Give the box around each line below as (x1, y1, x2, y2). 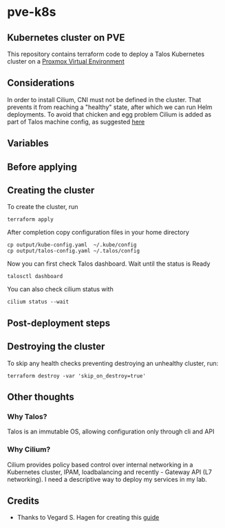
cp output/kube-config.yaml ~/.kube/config (7, 242, 137, 248)
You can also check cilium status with (7, 285, 114, 293)
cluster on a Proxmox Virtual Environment (7, 57, 125, 66)
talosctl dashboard (7, 273, 63, 280)
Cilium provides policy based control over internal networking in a (7, 460, 193, 469)
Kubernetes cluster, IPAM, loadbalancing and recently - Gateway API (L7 (7, 467, 212, 476)
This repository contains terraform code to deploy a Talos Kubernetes (7, 50, 205, 58)
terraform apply (7, 216, 54, 223)
